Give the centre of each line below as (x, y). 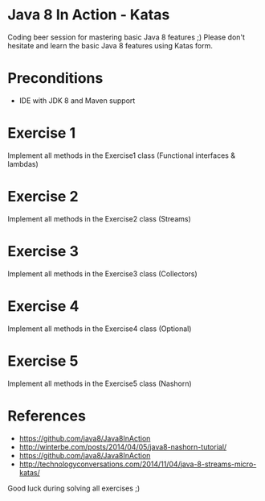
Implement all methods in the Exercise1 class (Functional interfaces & (122, 155)
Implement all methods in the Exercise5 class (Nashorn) (100, 383)
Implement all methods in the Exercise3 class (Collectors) (102, 273)
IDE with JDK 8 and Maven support (77, 100)
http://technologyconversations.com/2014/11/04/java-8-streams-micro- (138, 464)
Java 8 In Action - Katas (89, 15)
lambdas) (23, 164)
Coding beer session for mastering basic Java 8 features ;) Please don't (126, 37)
